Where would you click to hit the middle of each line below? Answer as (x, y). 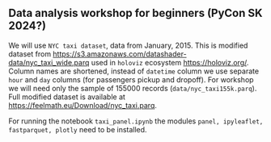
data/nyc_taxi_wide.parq (49, 62)
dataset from (30, 54)
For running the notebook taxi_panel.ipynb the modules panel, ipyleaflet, (136, 121)
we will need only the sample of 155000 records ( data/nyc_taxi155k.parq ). (133, 88)
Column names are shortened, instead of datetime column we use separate (134, 71)
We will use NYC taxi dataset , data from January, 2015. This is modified (128, 45)
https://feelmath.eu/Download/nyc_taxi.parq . (83, 105)
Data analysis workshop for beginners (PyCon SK (135, 13)
